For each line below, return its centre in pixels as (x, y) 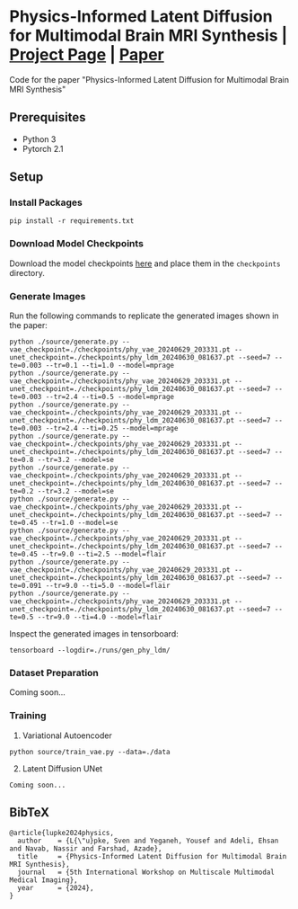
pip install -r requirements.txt (72, 221)
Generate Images (48, 296)
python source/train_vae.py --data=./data (90, 752)
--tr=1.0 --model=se (80, 523)
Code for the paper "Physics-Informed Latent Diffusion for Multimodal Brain (149, 79)
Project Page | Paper (87, 55)
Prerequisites (48, 117)
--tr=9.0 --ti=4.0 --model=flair (100, 618)
